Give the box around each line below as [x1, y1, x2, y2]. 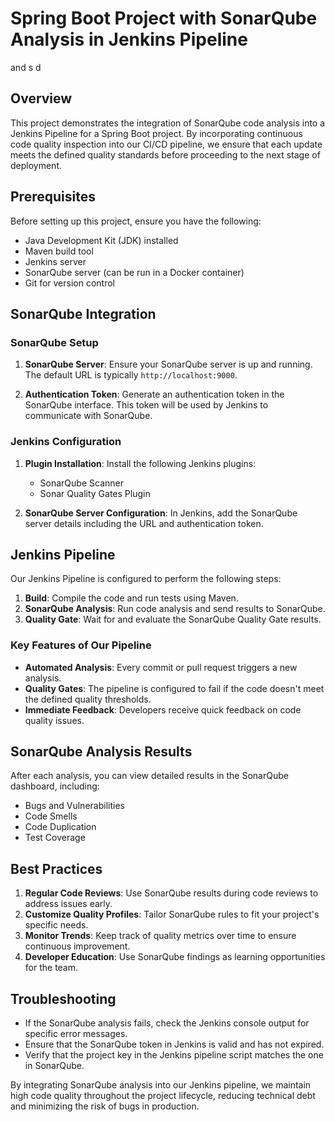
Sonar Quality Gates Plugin [39, 487, 151, 499]
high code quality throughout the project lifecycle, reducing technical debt [10, 1090, 316, 1102]
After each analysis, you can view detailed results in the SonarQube [10, 770, 289, 782]
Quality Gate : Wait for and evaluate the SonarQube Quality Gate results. [24, 613, 322, 626]
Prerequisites [10, 188, 96, 206]
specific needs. [24, 919, 89, 931]
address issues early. [24, 898, 113, 910]
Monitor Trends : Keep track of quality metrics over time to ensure [24, 930, 297, 942]
